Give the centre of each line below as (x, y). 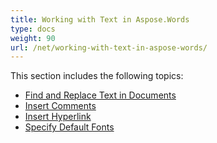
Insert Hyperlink (58, 117)
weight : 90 (33, 38)
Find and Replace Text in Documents (100, 95)
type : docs (33, 29)
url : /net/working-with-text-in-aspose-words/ (109, 47)
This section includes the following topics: (97, 76)
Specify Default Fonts (69, 127)
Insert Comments (60, 106)
